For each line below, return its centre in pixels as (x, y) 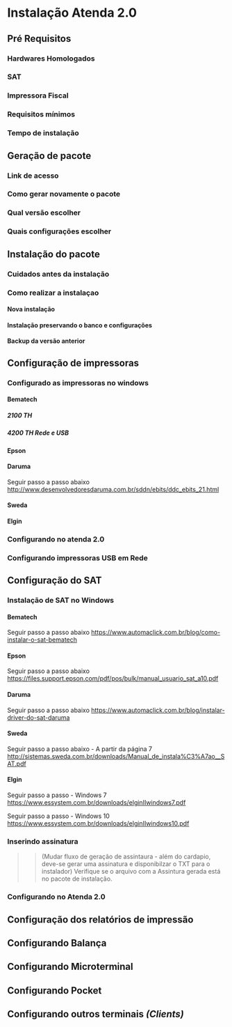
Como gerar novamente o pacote (64, 194)
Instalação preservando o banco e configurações (80, 325)
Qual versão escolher (44, 213)
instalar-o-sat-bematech (42, 640)
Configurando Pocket (55, 990)
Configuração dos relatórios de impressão (100, 919)
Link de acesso (33, 176)
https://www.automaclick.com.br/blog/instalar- (158, 710)
